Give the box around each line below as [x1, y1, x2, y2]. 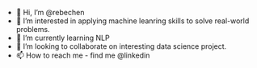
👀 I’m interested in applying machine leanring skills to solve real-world [15, 16, 250, 26]
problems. [15, 25, 50, 34]
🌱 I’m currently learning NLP [15, 33, 111, 42]
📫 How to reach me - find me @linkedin [15, 50, 150, 60]
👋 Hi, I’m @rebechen [15, 8, 85, 17]
